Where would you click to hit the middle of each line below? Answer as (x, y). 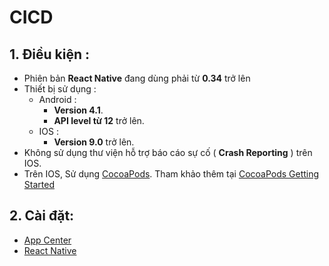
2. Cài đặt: (42, 216)
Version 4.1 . (78, 110)
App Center (47, 240)
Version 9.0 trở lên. (94, 142)
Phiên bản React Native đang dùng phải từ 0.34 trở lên (137, 78)
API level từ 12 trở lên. (99, 120)
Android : (57, 99)
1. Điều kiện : (50, 54)
